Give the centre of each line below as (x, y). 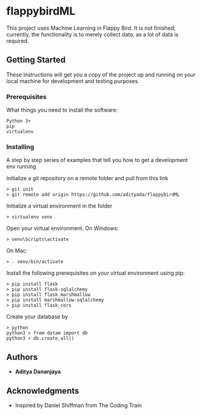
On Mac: (17, 251)
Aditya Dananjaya (38, 372)
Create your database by (37, 317)
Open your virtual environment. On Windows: (63, 228)
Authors (22, 357)
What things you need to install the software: (62, 110)
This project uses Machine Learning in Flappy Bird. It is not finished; (91, 28)
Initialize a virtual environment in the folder (59, 206)
